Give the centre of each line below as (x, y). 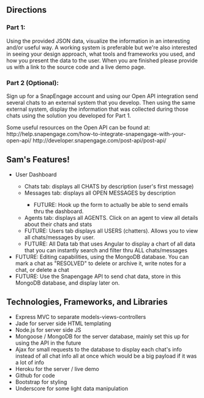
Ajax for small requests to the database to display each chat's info (99, 349)
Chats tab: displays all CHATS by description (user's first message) (109, 186)
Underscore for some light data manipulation (72, 388)
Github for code (35, 375)
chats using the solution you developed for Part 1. (69, 115)
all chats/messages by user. (59, 237)
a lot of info (30, 362)
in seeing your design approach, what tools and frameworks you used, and (101, 54)
